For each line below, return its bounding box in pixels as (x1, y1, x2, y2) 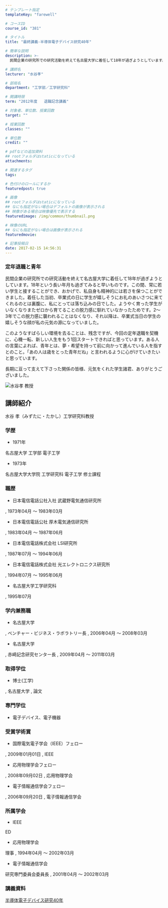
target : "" (5, 112, 28, 118)
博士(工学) (12, 678, 34, 684)
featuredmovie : (5, 232, 37, 237)
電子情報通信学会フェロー (12, 783, 65, 789)
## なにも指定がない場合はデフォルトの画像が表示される (5, 204, 105, 210)
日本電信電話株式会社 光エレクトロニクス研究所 (12, 561, 110, 567)
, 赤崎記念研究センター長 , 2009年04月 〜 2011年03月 (5, 652, 115, 657)
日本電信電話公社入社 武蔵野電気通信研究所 (12, 497, 101, 503)
